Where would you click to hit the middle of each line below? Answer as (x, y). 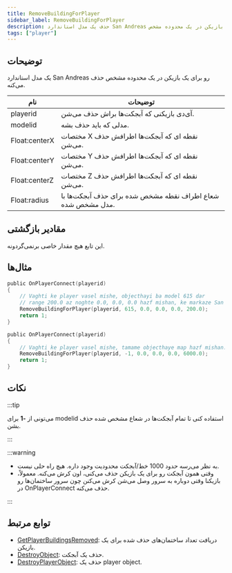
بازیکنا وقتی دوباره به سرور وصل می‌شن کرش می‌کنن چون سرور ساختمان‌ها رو (119, 480)
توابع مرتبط (29, 523)
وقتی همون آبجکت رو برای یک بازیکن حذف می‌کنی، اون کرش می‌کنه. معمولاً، (115, 473)
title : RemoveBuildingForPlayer (54, 13)
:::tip (13, 405)
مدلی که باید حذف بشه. (95, 125)
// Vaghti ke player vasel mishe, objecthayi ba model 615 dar (113, 296)
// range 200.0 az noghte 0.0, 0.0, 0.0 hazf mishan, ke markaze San (122, 303)
